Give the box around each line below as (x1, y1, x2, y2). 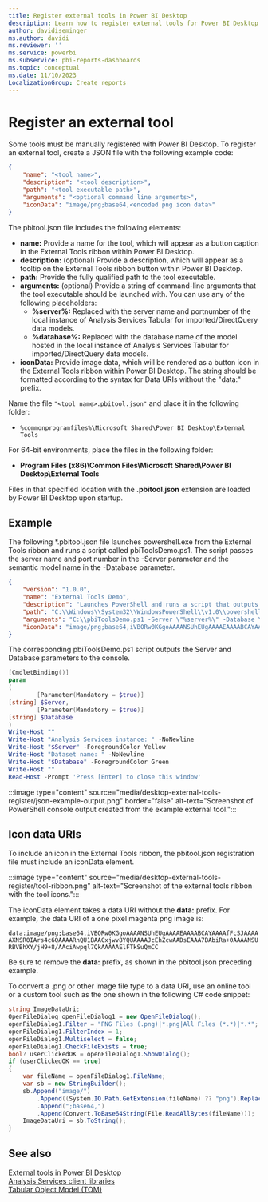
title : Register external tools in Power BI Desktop (8, 11, 187, 20)
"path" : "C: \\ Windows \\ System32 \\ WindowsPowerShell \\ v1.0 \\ (22, 607, 227, 616)
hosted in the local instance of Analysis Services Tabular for (31, 340, 230, 350)
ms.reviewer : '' (8, 42, 62, 50)
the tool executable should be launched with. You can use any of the (19, 289, 246, 298)
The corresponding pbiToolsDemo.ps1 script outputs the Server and (8, 645, 231, 655)
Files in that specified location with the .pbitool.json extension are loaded (8, 484, 250, 494)
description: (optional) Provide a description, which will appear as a (19, 255, 244, 265)
